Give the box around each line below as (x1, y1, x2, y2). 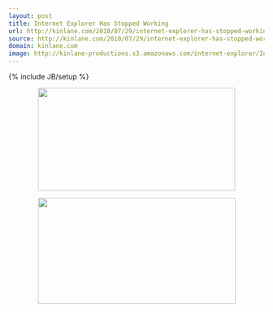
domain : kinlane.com (8, 42, 79, 50)
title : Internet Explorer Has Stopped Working (8, 19, 169, 28)
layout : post (8, 11, 53, 20)
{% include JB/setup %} (8, 72, 89, 81)
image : (8, 49, 31, 58)
